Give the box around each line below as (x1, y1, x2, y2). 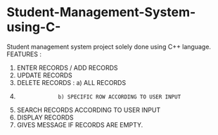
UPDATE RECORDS (16, 71, 73, 79)
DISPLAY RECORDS (16, 113, 75, 122)
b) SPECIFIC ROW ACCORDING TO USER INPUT (58, 93, 181, 101)
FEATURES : (6, 50, 41, 58)
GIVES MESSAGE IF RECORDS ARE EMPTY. (16, 120, 143, 129)
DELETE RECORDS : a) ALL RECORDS (16, 78, 127, 86)
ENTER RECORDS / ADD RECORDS (16, 63, 118, 72)
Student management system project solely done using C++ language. (6, 42, 212, 51)
